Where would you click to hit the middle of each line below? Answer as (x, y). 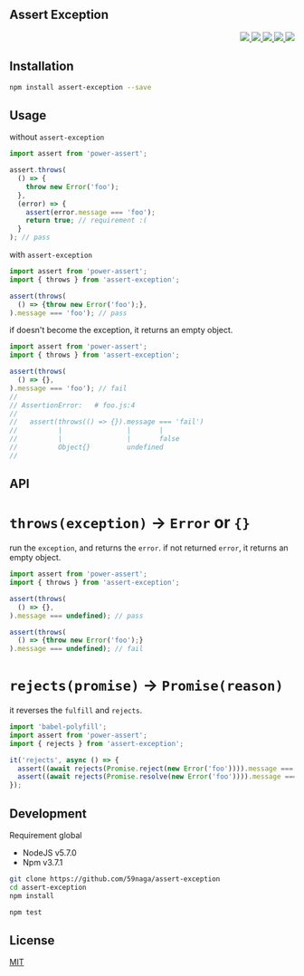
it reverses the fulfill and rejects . (76, 711)
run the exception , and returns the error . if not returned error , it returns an (149, 548)
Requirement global (46, 836)
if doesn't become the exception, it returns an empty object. (121, 330)
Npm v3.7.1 (43, 863)
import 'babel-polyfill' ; (58, 727)
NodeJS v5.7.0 (49, 853)
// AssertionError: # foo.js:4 (72, 405)
